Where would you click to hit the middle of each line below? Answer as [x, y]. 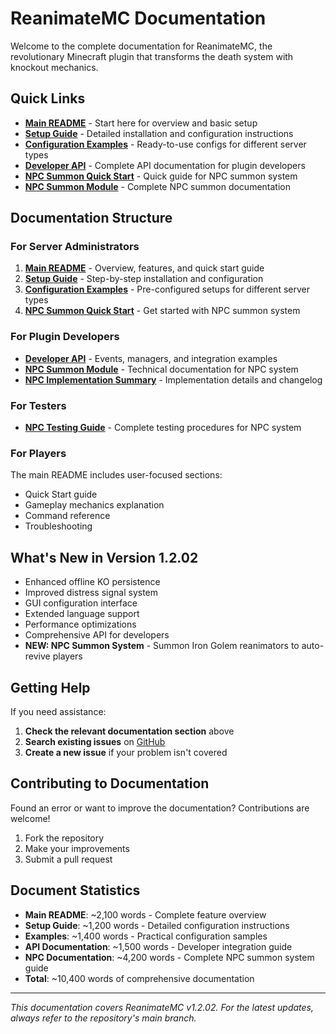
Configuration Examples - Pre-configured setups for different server [167, 289]
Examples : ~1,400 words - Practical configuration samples [146, 936]
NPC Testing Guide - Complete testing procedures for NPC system [163, 428]
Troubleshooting [58, 526]
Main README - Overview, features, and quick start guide [144, 268]
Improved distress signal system [91, 593]
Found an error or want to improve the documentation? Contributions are [160, 808]
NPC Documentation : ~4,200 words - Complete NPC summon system [169, 957]
